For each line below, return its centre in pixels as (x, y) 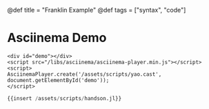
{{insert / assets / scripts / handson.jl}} (64, 98)
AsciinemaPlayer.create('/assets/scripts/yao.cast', (84, 74)
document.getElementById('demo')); (58, 80)
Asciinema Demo (57, 38)
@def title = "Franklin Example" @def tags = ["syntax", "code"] (97, 10)
